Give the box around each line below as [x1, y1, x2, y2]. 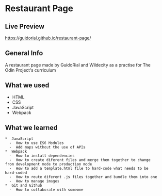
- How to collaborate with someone [9, 187, 83, 192]
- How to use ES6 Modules [9, 141, 64, 146]
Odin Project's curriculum [5, 67, 56, 73]
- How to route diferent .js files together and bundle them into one [9, 175, 158, 180]
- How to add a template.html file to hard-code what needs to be [9, 166, 149, 171]
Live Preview [5, 22, 45, 31]
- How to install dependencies [9, 153, 75, 158]
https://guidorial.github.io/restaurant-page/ [5, 35, 91, 41]
